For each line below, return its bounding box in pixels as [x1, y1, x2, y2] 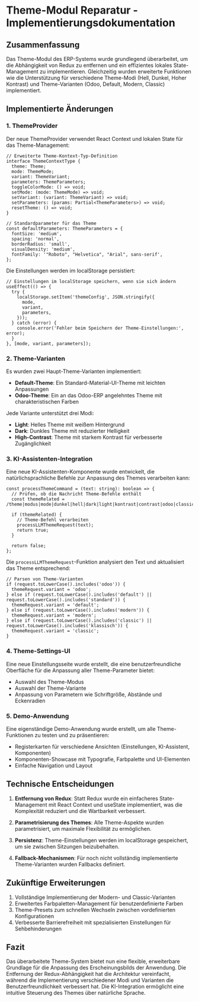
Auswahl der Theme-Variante [14, 685, 86, 692]
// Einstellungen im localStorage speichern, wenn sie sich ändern [6, 278, 176, 284]
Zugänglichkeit [14, 439, 52, 447]
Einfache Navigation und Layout [14, 762, 93, 769]
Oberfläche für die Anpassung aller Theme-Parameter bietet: [6, 667, 155, 674]
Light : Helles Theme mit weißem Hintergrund [14, 421, 125, 428]
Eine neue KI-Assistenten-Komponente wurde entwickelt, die [6, 468, 155, 476]
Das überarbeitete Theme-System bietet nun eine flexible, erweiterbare [6, 958, 181, 965]
